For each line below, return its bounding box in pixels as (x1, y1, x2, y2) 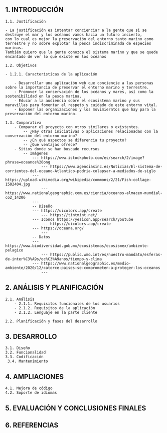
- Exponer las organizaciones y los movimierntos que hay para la (14, 107, 156, 112)
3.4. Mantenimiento (7, 359, 49, 364)
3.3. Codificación (5, 355, 44, 360)
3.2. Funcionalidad (5, 350, 46, 355)
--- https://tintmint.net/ (41, 212, 98, 217)
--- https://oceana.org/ (32, 225, 84, 231)
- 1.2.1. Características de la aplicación (5, 71, 98, 76)
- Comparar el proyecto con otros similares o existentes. (14, 124, 140, 129)
